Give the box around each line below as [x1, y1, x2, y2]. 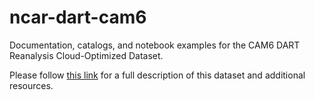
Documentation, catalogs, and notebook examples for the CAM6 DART [9, 39, 301, 51]
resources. [9, 79, 54, 91]
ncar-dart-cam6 [9, 6, 147, 29]
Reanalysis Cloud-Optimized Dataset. [9, 49, 164, 61]
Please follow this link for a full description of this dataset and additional [9, 69, 306, 81]
